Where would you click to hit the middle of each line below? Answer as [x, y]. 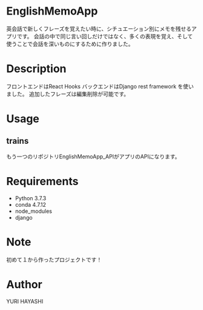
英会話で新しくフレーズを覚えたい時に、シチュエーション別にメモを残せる [99, 29]
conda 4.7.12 [31, 204]
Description [36, 69]
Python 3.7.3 [31, 198]
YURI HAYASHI [25, 301]
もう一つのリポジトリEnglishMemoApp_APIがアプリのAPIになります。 [93, 157]
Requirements [42, 182]
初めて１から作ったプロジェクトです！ [54, 260]
